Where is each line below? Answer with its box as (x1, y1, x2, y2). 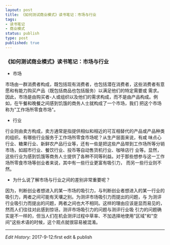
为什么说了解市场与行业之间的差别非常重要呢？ (12, 177, 110, 183)
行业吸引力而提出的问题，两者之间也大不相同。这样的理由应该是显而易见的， (5, 200, 165, 207)
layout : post (5, 7, 33, 13)
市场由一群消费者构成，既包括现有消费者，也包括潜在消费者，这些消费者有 (5, 81, 160, 88)
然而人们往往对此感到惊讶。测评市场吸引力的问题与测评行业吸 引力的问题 (5, 207, 157, 213)
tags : (5, 17, 17, 22)
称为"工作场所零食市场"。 (5, 107, 59, 113)
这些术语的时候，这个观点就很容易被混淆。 (12, 219, 101, 225)
